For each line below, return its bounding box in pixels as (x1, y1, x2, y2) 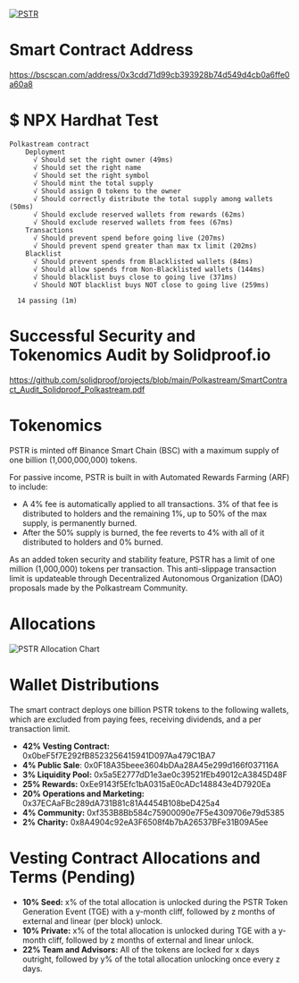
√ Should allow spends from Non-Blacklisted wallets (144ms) (32, 265, 266, 274)
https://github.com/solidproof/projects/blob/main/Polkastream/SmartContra (9, 374, 288, 385)
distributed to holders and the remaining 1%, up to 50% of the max (21, 508, 268, 519)
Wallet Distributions (9, 674, 160, 695)
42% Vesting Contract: (21, 741, 110, 751)
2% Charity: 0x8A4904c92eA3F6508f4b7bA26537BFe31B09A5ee (21, 817, 269, 827)
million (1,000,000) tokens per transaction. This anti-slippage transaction (9, 564, 277, 574)
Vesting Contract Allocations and (9, 848, 261, 868)
